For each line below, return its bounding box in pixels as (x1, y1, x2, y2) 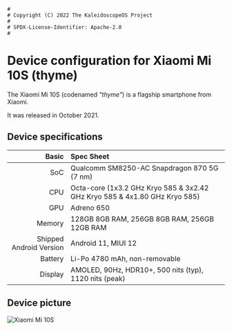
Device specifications (7, 131, 104, 143)
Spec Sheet (70, 151, 110, 161)
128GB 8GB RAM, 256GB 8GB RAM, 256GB (70, 214, 214, 224)
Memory (37, 218, 64, 228)
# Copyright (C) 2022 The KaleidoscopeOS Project (7, 12, 153, 19)
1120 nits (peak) (70, 273, 126, 283)
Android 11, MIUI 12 (70, 238, 137, 248)
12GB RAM (70, 222, 107, 232)
